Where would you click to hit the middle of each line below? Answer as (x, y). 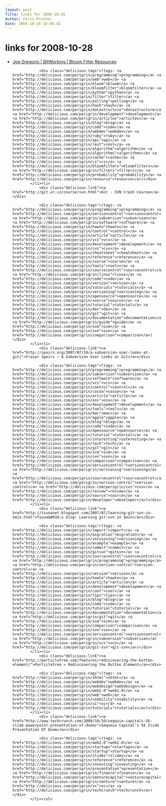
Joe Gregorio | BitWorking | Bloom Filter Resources (64, 62)
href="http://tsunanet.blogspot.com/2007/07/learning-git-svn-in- (82, 513)
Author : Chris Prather (28, 19)
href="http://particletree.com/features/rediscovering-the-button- (83, 660)
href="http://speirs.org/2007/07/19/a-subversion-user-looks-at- (81, 353)
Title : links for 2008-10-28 (35, 14)
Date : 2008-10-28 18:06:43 (33, 24)
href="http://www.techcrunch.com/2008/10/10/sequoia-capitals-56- (82, 721)
